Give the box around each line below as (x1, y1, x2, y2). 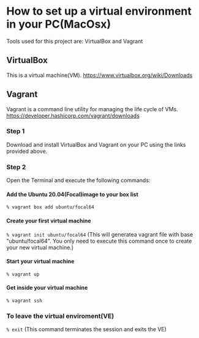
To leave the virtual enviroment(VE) (6, 312, 115, 320)
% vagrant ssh (6, 298, 43, 304)
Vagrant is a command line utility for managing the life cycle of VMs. (6, 105, 179, 112)
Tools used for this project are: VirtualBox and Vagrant (6, 37, 143, 45)
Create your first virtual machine (6, 217, 91, 224)
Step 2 (6, 163, 26, 171)
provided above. (6, 147, 48, 155)
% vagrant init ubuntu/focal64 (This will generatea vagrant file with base (6, 230, 193, 238)
